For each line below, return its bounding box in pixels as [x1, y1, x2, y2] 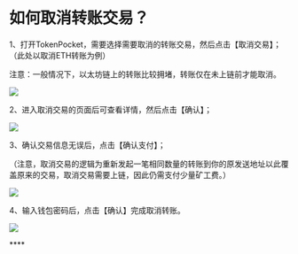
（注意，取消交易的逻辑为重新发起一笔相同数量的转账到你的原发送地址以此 [9, 158, 281, 169]
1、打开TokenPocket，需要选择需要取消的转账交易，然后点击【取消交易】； [9, 39, 282, 50]
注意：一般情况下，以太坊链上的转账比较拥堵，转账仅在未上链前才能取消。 [9, 68, 281, 80]
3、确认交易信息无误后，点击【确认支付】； [9, 139, 166, 150]
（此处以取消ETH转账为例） [9, 50, 111, 60]
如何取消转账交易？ [9, 8, 150, 28]
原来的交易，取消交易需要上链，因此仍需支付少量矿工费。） [16, 169, 231, 180]
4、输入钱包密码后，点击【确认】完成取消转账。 [9, 204, 186, 215]
